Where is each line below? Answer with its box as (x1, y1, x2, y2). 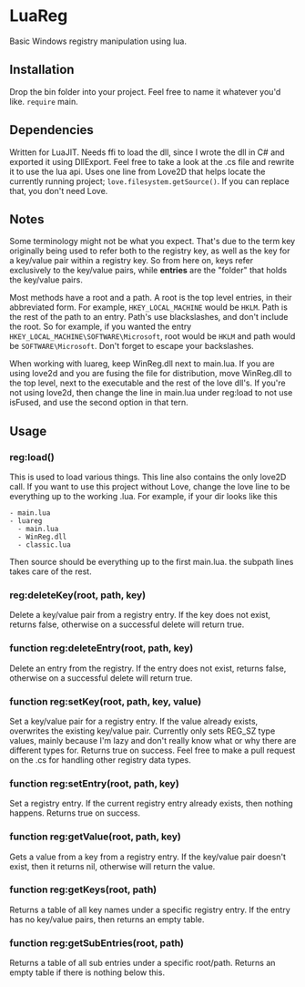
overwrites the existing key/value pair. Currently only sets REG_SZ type (9, 725, 276, 736)
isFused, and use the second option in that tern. (9, 397, 188, 408)
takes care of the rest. (9, 566, 93, 577)
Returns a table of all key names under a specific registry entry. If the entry (9, 904, 291, 915)
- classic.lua (17, 540, 71, 550)
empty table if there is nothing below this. (9, 967, 166, 978)
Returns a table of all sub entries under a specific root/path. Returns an (9, 958, 276, 969)
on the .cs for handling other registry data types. (9, 754, 191, 766)
